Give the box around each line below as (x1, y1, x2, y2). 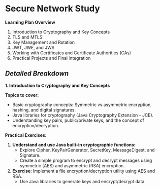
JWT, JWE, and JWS (12, 44, 55, 50)
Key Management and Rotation (12, 39, 75, 45)
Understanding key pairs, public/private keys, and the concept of (12, 117, 144, 123)
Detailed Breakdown (5, 70, 69, 78)
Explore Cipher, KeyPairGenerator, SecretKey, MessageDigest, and (19, 147, 155, 153)
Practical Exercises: (5, 132, 47, 138)
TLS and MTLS (12, 34, 43, 40)
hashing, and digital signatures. (12, 107, 76, 113)
